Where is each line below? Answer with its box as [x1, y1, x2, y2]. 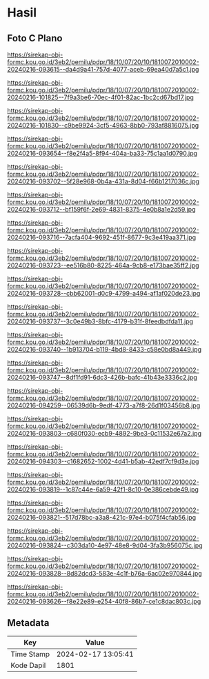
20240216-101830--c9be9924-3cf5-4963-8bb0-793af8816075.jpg [7, 121, 199, 129]
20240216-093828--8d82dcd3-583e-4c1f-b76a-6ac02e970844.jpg [7, 569, 202, 577]
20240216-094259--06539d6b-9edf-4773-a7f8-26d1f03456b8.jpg [7, 401, 201, 409]
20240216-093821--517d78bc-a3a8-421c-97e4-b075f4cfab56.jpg [7, 514, 197, 521]
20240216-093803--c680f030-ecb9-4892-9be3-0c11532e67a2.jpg [7, 429, 202, 437]
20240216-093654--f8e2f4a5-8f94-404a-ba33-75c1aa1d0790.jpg [7, 150, 198, 157]
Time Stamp [10, 649, 50, 659]
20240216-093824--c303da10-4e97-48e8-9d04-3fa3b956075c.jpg [7, 541, 203, 549]
